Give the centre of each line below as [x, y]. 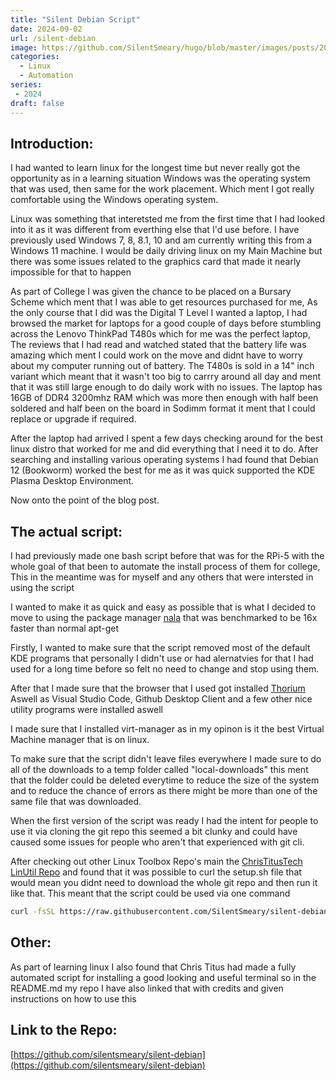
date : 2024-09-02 [46, 29]
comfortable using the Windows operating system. [114, 200]
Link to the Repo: [64, 1030]
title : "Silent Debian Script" [75, 19]
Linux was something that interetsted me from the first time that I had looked [168, 219]
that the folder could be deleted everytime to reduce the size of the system [165, 780]
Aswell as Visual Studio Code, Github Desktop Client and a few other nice [161, 699]
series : [26, 85]
